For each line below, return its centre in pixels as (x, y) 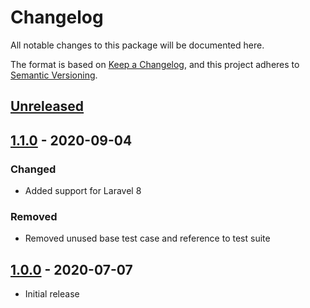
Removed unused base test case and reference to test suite (147, 238)
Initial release (52, 294)
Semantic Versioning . (54, 75)
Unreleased (47, 106)
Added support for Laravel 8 (83, 191)
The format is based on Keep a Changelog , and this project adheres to (155, 64)
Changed (33, 169)
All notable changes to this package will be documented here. (137, 45)
